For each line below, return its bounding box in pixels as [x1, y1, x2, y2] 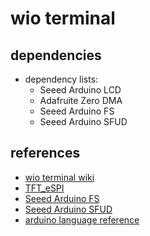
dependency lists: [24, 73, 99, 85]
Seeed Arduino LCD [39, 84, 122, 96]
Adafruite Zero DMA [39, 95, 123, 106]
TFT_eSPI [24, 182, 65, 194]
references [10, 145, 81, 162]
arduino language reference [24, 213, 140, 226]
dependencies [10, 47, 102, 64]
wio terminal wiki [24, 171, 95, 183]
